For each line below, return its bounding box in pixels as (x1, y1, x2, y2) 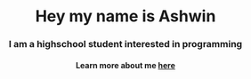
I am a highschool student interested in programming (8, 38, 243, 51)
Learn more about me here (75, 59, 176, 70)
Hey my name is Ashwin (35, 6, 216, 27)
